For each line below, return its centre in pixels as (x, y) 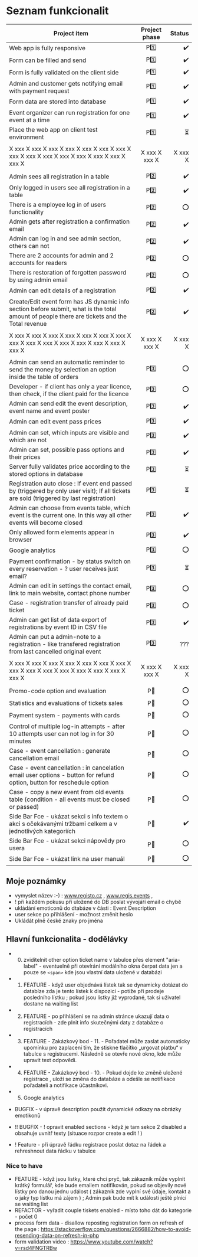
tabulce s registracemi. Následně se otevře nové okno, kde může (102, 1054)
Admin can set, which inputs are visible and (69, 432)
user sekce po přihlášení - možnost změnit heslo (74, 914)
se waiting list (31, 1204)
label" (31, 966)
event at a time (29, 120)
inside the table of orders (44, 377)
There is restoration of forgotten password (68, 272)
